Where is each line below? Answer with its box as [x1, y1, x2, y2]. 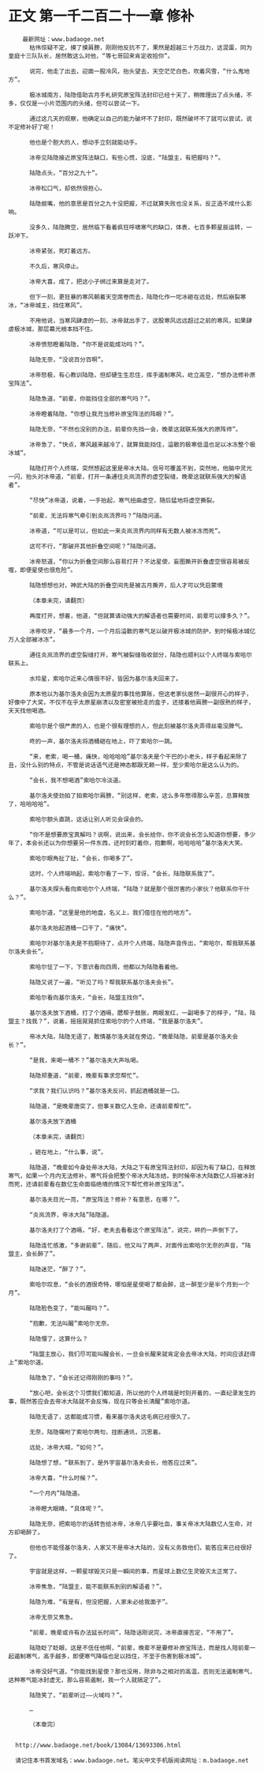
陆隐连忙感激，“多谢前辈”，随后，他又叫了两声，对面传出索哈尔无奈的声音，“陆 [28, 1241, 251, 1249]
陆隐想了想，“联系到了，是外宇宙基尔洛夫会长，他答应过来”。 [28, 1458, 201, 1466]
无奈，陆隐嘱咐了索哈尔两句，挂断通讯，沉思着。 [28, 1428, 165, 1436]
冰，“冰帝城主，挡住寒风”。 [8, 301, 87, 309]
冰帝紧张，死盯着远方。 [28, 246, 95, 255]
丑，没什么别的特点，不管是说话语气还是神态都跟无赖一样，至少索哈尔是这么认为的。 [8, 761, 243, 769]
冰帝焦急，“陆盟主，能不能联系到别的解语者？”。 [28, 1582, 165, 1590]
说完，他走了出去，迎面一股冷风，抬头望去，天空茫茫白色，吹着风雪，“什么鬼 [28, 67, 244, 75]
